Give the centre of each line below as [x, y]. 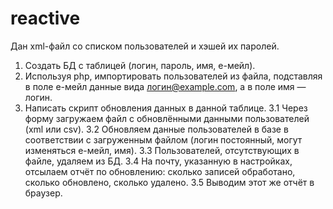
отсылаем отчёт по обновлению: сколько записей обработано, [160, 171]
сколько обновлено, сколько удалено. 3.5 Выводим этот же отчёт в [169, 182]
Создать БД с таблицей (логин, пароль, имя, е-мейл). [140, 65]
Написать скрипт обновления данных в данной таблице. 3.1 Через [166, 108]
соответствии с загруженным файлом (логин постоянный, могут [163, 139]
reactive [45, 18]
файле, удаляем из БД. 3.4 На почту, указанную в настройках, [158, 161]
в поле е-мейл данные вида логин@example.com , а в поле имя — [165, 86]
